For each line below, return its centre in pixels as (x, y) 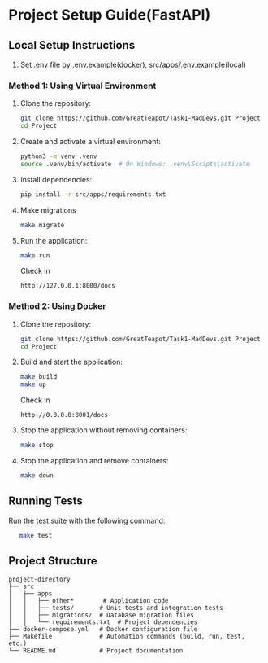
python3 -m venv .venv (58, 156)
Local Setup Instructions (72, 45)
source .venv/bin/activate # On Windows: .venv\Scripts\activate (135, 164)
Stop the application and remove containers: (94, 461)
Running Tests (45, 501)
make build (39, 377)
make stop (37, 446)
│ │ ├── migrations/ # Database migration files (102, 615)
